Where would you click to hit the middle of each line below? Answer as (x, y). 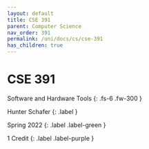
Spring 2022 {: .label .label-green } (57, 125)
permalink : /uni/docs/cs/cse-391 (55, 39)
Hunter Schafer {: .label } (42, 111)
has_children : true (35, 45)
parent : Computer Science (44, 26)
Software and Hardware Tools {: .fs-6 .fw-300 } (75, 98)
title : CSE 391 (29, 20)
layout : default (30, 13)
